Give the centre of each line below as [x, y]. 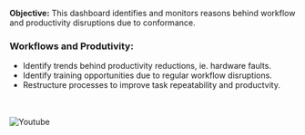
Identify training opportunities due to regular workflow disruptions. [147, 75]
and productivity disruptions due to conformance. [102, 23]
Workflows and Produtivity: [71, 46]
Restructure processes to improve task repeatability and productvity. [151, 85]
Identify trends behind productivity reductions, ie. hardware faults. [147, 66]
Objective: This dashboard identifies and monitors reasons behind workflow [152, 13]
